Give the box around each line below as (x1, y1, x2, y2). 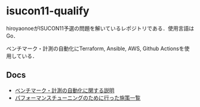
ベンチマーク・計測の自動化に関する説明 (14, 87, 115, 94)
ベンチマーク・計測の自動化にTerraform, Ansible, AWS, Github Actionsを (6, 45, 184, 52)
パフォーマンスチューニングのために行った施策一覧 (14, 94, 141, 101)
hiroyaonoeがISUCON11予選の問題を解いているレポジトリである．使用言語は (6, 25, 195, 32)
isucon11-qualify (6, 4, 90, 18)
